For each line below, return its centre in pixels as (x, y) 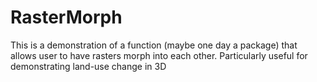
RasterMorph (66, 17)
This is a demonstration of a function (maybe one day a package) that (154, 45)
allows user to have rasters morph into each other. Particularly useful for (159, 55)
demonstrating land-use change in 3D (88, 66)
